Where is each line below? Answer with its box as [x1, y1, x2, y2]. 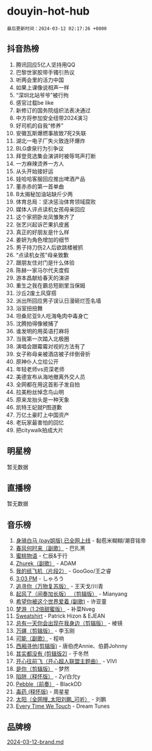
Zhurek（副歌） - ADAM [15, 560, 77, 567]
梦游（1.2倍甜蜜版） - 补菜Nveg [15, 605, 95, 613]
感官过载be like [15, 99, 54, 106]
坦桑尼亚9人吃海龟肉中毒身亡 [15, 312, 89, 319]
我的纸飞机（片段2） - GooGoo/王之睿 [15, 568, 112, 575]
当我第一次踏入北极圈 [15, 335, 69, 342]
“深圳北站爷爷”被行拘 [15, 91, 69, 99]
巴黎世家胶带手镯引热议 [15, 68, 75, 76]
